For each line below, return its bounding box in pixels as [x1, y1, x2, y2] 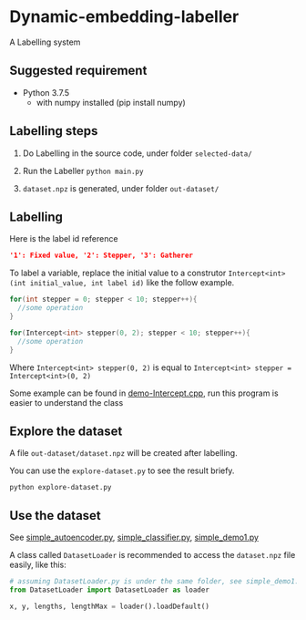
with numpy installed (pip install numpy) [36, 97, 187, 108]
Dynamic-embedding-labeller [9, 6, 240, 27]
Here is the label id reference [9, 233, 118, 244]
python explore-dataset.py [9, 483, 112, 492]
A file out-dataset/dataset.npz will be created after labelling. [9, 448, 239, 459]
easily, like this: [9, 559, 66, 571]
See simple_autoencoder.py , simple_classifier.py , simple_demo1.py [9, 532, 260, 543]
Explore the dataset [9, 423, 123, 439]
